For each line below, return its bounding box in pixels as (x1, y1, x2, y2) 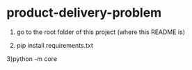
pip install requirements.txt (16, 41, 93, 49)
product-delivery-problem (6, 5, 162, 21)
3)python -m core (6, 54, 57, 63)
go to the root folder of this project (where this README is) (16, 28, 186, 36)
